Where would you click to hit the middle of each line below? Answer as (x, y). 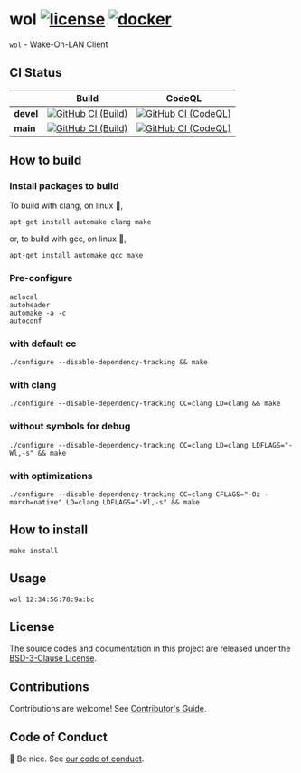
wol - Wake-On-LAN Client (59, 44)
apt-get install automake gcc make (76, 256)
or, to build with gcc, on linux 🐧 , (68, 239)
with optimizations (51, 476)
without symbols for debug (70, 427)
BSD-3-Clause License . (53, 658)
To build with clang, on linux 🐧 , (66, 206)
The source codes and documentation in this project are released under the (150, 649)
